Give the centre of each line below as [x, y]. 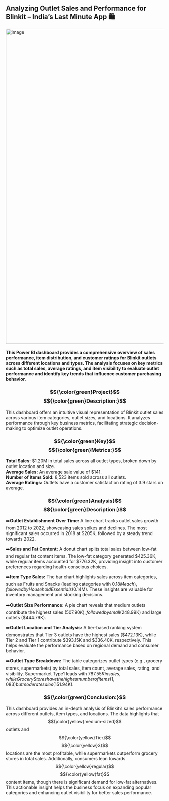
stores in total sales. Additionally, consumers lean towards [66, 758]
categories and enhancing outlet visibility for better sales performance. [79, 792]
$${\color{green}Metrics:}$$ [85, 450]
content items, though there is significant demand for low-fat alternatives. [82, 782]
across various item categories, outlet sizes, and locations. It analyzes [78, 417]
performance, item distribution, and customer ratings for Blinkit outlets [81, 358]
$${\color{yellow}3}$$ [85, 745]
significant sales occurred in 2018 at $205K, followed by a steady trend [79, 533]
